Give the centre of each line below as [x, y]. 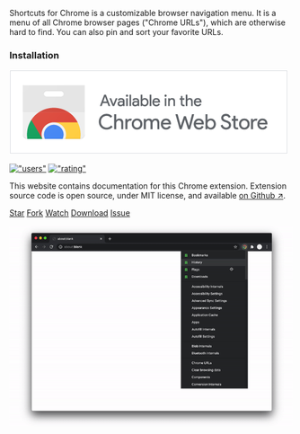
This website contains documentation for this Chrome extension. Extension [148, 186]
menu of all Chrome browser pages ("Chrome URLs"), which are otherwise [147, 22]
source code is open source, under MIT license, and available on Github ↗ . [147, 196]
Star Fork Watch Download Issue [70, 213]
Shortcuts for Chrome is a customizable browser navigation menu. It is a [143, 13]
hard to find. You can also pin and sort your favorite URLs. [116, 32]
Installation [35, 55]
